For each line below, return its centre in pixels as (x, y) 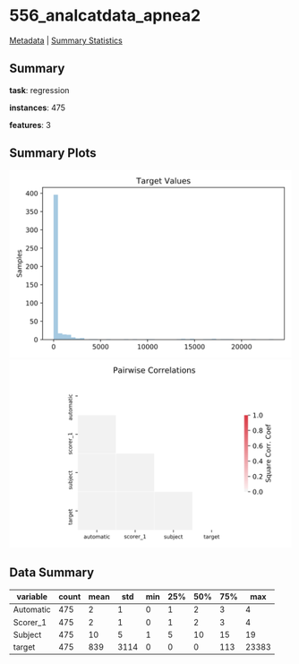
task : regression (39, 90)
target (24, 647)
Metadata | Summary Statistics (66, 40)
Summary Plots (53, 153)
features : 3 (30, 125)
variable (32, 597)
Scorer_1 (30, 622)
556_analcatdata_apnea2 (105, 16)
